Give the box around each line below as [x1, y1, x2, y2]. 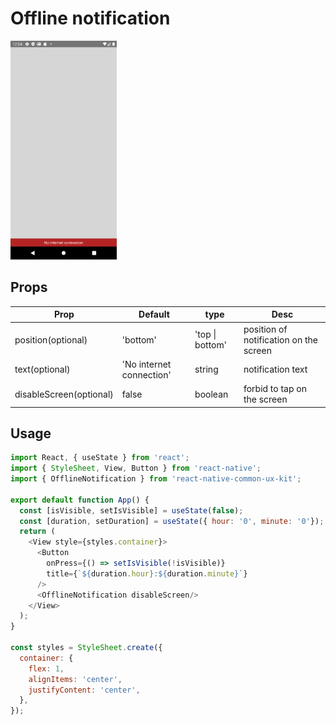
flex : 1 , [28, 663, 65, 674]
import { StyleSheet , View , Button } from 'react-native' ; [10, 463, 262, 474]
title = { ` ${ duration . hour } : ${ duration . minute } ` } [46, 568, 248, 579]
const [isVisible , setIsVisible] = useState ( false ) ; [19, 505, 244, 516]
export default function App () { [10, 495, 150, 505]
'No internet [121, 358, 172, 370]
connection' [121, 368, 172, 381]
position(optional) [14, 333, 88, 346]
